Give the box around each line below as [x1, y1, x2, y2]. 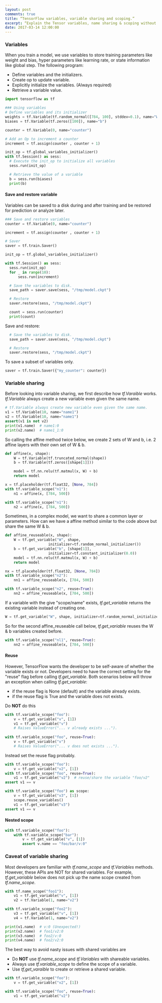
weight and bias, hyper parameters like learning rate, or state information [5, 57, 150, 63]
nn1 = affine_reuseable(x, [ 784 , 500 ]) [13, 578, 94, 582]
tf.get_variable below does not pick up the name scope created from [5, 874, 141, 880]
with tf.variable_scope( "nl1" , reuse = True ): [5, 637, 96, 643]
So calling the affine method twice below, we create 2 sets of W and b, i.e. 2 [5, 437, 156, 442]
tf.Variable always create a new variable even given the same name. [5, 396, 140, 402]
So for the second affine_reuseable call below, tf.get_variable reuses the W [5, 623, 154, 629]
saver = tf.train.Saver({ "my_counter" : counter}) [5, 368, 107, 373]
